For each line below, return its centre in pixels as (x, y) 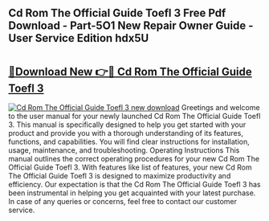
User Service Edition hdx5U (79, 38)
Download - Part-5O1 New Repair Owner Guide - (131, 26)
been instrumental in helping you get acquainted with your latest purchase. (132, 193)
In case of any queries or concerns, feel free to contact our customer (122, 201)
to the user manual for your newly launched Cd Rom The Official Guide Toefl (134, 116)
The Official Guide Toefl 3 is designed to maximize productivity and (120, 176)
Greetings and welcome (220, 107)
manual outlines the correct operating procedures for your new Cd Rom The (134, 159)
